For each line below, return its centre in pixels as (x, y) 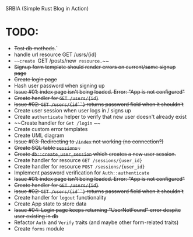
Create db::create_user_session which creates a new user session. (95, 154)
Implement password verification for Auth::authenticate (82, 173)
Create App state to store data (50, 204)
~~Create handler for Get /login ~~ (57, 123)
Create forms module (39, 228)
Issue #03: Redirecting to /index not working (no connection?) (89, 141)
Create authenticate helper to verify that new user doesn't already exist (100, 116)
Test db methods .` (36, 48)
